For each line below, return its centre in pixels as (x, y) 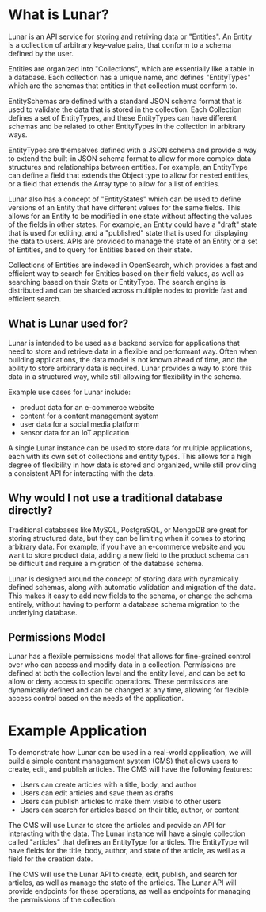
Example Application (78, 730)
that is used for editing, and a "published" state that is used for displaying (128, 232)
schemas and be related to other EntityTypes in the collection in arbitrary (127, 126)
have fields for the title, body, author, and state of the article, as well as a (127, 851)
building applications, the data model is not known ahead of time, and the (128, 359)
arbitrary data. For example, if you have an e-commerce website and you (127, 546)
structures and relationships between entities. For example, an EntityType (128, 167)
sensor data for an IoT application (74, 432)
